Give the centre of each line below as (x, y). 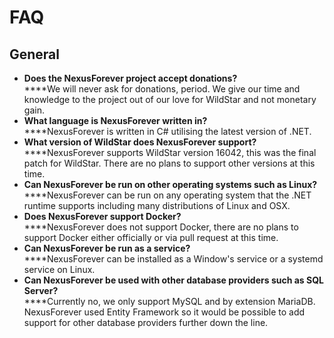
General (35, 54)
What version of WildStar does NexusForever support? (140, 142)
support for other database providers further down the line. (146, 322)
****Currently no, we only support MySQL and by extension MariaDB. (169, 301)
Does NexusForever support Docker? (102, 216)
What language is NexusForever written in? (115, 120)
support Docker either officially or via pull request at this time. (151, 237)
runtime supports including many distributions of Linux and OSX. (157, 205)
